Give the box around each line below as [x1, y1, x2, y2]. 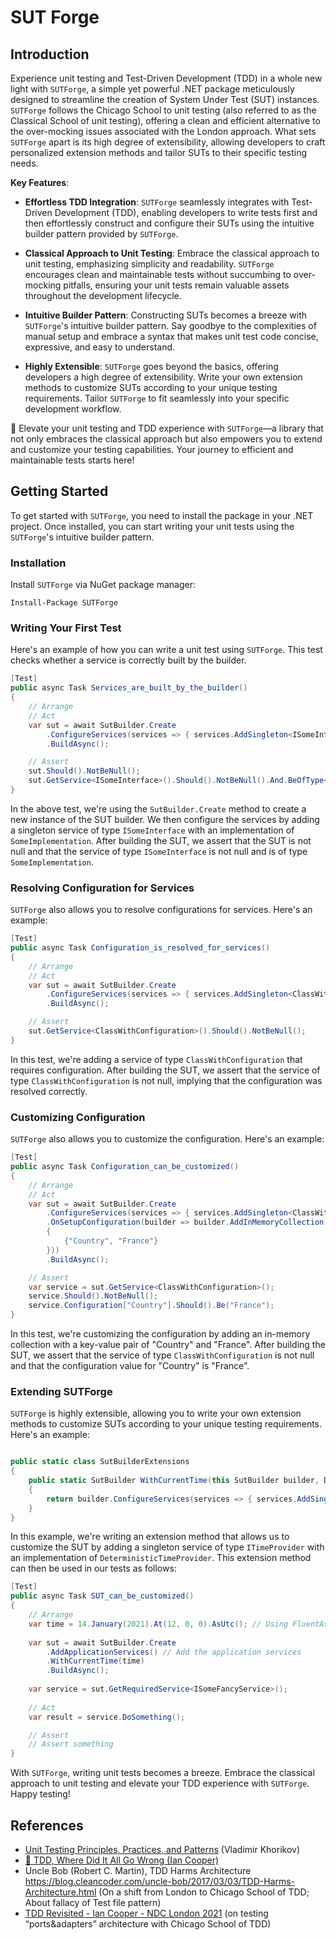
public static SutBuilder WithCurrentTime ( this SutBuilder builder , [28, 1476, 320, 1486]
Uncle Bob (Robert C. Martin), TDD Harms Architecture [24, 1864, 252, 1876]
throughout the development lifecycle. [24, 290, 182, 301]
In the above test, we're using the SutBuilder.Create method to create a [10, 802, 307, 815]
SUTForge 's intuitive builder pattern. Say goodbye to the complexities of [24, 320, 317, 331]
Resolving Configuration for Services [10, 881, 195, 895]
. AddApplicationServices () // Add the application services [46, 1647, 302, 1657]
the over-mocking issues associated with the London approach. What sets [10, 126, 317, 137]
